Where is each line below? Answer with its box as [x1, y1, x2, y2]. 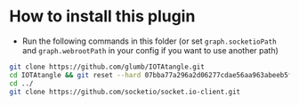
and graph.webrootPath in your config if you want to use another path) [21, 44, 279, 55]
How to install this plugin [9, 6, 196, 27]
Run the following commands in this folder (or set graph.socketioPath [21, 36, 278, 46]
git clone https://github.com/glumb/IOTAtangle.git [9, 62, 205, 71]
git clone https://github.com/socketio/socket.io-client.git [9, 87, 241, 96]
